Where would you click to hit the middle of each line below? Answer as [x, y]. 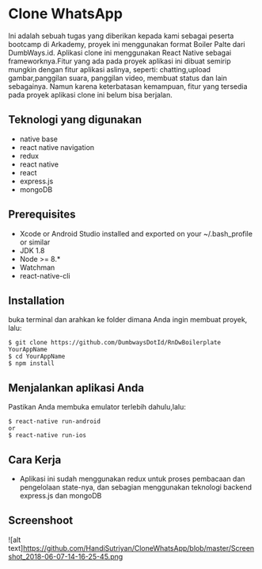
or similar [35, 242]
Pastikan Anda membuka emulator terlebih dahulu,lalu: [97, 407]
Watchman [37, 267]
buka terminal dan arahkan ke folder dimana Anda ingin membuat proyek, [128, 320]
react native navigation [57, 147]
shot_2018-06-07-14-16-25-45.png [66, 556]
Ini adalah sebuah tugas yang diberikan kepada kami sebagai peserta [121, 36]
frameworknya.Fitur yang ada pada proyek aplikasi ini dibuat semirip [120, 61]
